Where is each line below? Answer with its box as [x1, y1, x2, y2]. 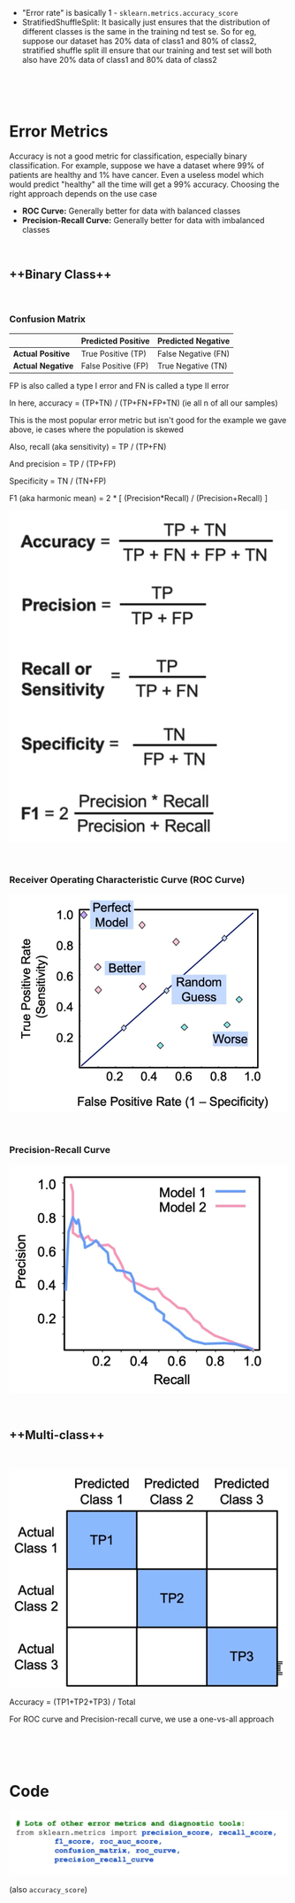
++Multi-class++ [9, 1427, 105, 1443]
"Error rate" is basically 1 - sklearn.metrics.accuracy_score [21, 8, 238, 18]
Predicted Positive [80, 336, 150, 346]
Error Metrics [9, 121, 109, 142]
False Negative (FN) [157, 348, 231, 359]
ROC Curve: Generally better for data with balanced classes [21, 205, 241, 216]
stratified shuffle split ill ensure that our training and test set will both [21, 45, 272, 56]
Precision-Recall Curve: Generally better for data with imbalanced [21, 214, 265, 225]
